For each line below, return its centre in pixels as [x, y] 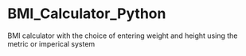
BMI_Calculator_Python [87, 14]
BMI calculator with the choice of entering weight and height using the [123, 35]
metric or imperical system [51, 43]
